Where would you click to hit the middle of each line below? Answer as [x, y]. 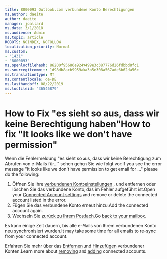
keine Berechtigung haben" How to [78, 124]
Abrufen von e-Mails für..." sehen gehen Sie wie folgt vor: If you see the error [83, 164]
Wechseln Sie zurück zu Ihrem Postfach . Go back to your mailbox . [79, 216]
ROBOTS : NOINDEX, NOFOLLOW [33, 42]
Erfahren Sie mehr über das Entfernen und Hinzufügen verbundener [75, 246]
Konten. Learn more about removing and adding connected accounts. [76, 251]
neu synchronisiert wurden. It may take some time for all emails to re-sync [81, 231]
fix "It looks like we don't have [69, 134]
